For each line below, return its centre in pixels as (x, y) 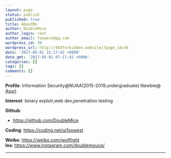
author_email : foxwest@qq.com (37, 38)
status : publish (22, 15)
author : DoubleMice (26, 29)
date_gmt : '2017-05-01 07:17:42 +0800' (48, 57)
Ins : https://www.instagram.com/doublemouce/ (55, 145)
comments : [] (19, 71)
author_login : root (26, 33)
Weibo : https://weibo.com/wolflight (42, 140)
